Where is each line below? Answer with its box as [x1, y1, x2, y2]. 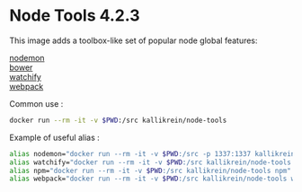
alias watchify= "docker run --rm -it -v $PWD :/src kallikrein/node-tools [9, 158, 292, 167]
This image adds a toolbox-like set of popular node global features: [9, 35, 258, 46]
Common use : [9, 98, 64, 109]
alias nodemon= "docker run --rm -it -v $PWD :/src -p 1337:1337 [9, 149, 252, 158]
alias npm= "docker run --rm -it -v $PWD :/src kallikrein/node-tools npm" [9, 166, 292, 175]
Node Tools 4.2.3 [9, 5, 140, 26]
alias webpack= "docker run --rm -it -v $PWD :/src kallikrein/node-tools [9, 174, 288, 184]
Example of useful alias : [9, 132, 101, 143]
